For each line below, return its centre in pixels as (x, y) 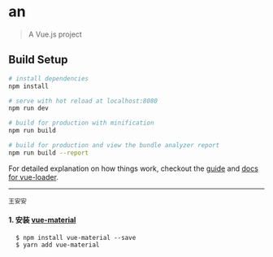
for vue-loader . (34, 176)
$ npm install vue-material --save (76, 237)
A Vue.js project (55, 34)
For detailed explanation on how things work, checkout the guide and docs (133, 168)
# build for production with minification (81, 123)
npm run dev (28, 108)
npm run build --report (49, 153)
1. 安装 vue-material (42, 220)
